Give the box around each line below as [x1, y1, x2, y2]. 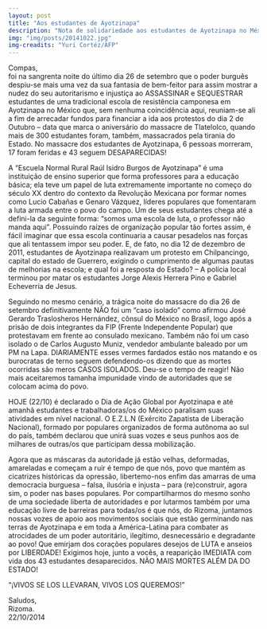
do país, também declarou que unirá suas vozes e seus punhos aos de [8, 431, 239, 440]
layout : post [8, 11, 52, 20]
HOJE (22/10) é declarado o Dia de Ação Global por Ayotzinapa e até [8, 397, 234, 407]
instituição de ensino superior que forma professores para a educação [8, 172, 240, 182]
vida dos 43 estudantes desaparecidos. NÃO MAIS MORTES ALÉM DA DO [8, 557, 250, 566]
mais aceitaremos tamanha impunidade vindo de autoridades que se [8, 373, 233, 383]
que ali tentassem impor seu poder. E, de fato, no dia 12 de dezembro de [8, 240, 246, 249]
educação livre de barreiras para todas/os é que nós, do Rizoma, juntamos [8, 506, 253, 515]
